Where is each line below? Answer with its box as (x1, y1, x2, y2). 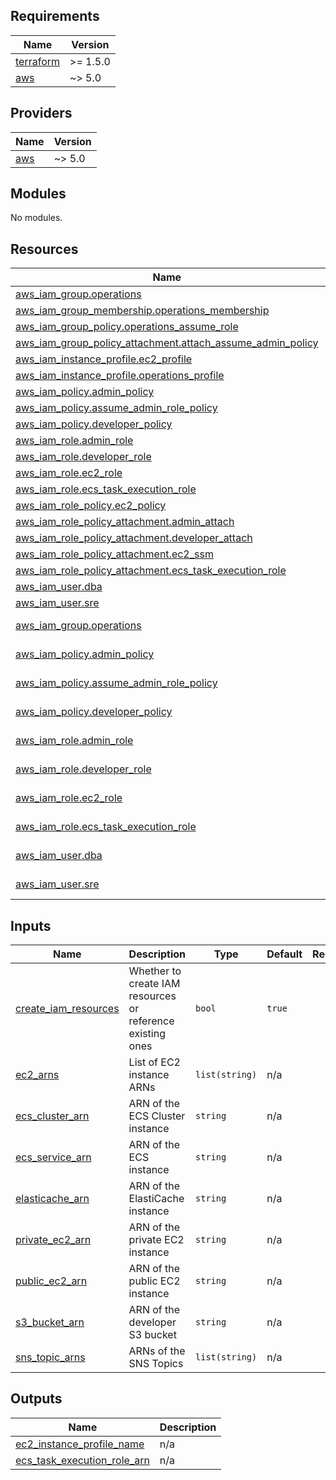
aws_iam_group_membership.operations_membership (15, 304, 270, 318)
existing (128, 1027, 166, 1041)
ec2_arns (15, 1068, 60, 1082)
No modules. (10, 212, 63, 224)
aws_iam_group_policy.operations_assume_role (15, 320, 239, 334)
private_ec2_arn (15, 1233, 92, 1247)
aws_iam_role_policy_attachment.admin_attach (15, 515, 235, 529)
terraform (15, 54, 61, 68)
